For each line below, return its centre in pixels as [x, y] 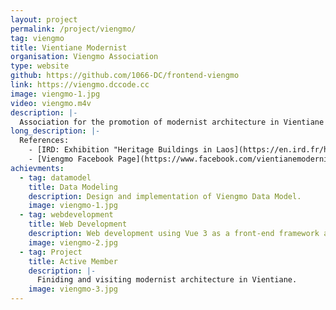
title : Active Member [73, 261]
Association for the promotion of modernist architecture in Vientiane [172, 122]
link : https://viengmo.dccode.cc [80, 85]
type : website [40, 66]
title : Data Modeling [73, 187]
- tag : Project [51, 252]
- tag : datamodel [55, 177]
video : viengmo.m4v [51, 103]
